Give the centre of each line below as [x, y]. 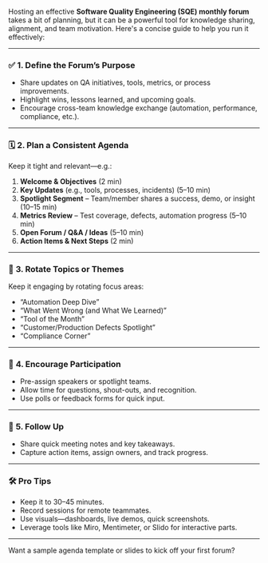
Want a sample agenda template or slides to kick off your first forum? [122, 550]
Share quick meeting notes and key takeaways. [97, 444]
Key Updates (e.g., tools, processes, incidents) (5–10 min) [115, 190]
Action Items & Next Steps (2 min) [77, 241]
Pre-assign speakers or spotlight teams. [85, 381]
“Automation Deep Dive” [59, 301]
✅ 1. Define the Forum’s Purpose [72, 65]
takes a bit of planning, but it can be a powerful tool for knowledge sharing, [132, 20]
